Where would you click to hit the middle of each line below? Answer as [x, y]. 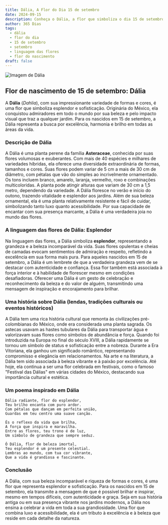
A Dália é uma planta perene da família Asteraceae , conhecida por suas [79, 153]
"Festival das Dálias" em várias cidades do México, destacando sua [75, 372]
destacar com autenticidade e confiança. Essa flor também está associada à [84, 267]
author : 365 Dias [23, 24]
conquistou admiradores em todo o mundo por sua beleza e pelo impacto [81, 113]
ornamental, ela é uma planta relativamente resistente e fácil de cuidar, [78, 201]
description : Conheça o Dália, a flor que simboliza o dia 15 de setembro [85, 19]
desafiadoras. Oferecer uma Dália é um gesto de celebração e [69, 278]
